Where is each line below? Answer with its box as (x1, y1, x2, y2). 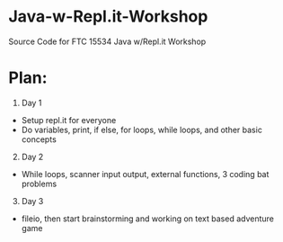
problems (21, 178, 57, 189)
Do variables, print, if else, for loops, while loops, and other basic (21, 124, 262, 135)
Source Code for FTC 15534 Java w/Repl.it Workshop (8, 36, 207, 47)
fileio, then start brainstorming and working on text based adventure (21, 213, 275, 224)
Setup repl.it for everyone (21, 114, 117, 125)
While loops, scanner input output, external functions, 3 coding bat (21, 168, 270, 179)
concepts (21, 133, 57, 145)
